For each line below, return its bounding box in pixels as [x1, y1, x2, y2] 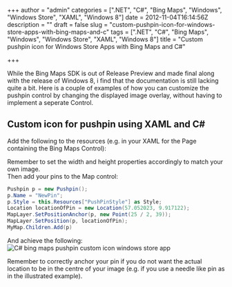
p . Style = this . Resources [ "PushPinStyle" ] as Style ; [7, 198, 162, 206]
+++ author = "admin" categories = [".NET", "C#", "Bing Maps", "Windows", [7, 6, 222, 14]
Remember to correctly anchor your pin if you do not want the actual [7, 257, 202, 265]
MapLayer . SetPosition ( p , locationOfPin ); [7, 217, 128, 225]
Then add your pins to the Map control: [7, 172, 119, 180]
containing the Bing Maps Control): [7, 144, 107, 152]
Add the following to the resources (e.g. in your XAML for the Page [7, 137, 197, 145]
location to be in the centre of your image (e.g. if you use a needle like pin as [7, 264, 226, 273]
